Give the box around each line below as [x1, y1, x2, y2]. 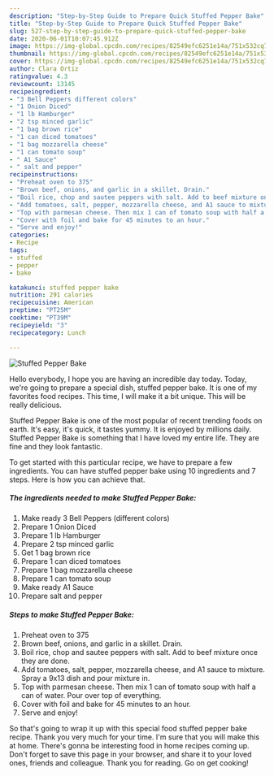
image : [9, 42, 32, 50]
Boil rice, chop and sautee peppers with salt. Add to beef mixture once [20, 648, 259, 657]
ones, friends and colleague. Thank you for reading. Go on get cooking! [9, 758, 249, 768]
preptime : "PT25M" [9, 306, 72, 314]
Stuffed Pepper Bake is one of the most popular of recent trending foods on [9, 415, 263, 425]
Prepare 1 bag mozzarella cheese [20, 566, 133, 575]
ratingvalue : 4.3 [9, 72, 68, 80]
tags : [9, 246, 28, 254]
